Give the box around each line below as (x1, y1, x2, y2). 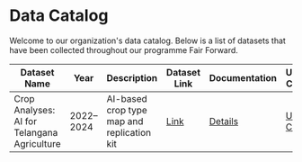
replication (106, 126, 151, 139)
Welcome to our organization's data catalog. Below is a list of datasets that (9, 35, 286, 46)
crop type (106, 103, 148, 116)
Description (106, 71, 158, 84)
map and (106, 114, 144, 127)
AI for (13, 114, 38, 127)
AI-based (106, 92, 148, 104)
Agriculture (13, 137, 61, 149)
